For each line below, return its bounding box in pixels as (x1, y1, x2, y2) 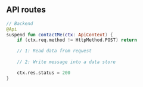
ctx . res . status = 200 (17, 70, 70, 76)
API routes (6, 5, 46, 15)
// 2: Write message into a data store (17, 59, 116, 65)
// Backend (6, 20, 33, 26)
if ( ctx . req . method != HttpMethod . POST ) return (17, 37, 137, 44)
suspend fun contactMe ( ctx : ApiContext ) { (6, 32, 113, 38)
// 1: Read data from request (17, 48, 92, 54)
